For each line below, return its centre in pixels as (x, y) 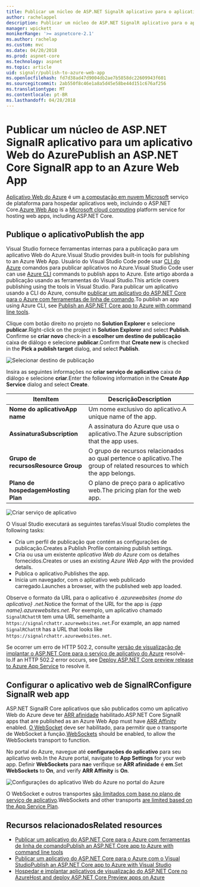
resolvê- (175, 654)
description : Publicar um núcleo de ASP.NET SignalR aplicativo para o (97, 23)
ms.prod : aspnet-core (33, 56)
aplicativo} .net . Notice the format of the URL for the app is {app (84, 604)
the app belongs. (112, 473)
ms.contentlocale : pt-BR (37, 95)
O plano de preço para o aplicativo (137, 483)
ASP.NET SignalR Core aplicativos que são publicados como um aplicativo (97, 708)
